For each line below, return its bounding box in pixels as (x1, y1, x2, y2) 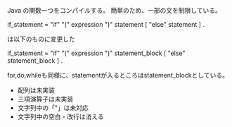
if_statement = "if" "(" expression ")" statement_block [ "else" (7, 49, 186, 57)
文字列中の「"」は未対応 (17, 104, 89, 111)
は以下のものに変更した (7, 35, 75, 43)
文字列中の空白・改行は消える (17, 112, 104, 121)
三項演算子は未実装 (17, 95, 74, 103)
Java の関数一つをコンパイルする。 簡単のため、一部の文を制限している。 (7, 6, 221, 14)
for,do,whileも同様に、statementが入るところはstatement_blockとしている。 (7, 71, 228, 79)
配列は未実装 (17, 86, 55, 94)
